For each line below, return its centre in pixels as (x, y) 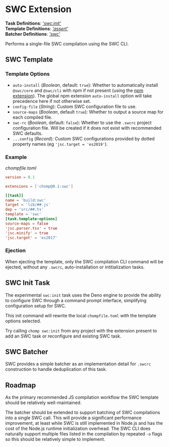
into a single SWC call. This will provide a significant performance (73, 418)
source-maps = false (27, 224)
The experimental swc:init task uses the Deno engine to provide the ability (83, 295)
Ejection (16, 251)
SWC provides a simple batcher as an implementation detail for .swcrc (78, 364)
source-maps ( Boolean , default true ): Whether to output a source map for (88, 111)
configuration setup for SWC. (36, 306)
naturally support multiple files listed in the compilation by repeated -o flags (84, 434)
